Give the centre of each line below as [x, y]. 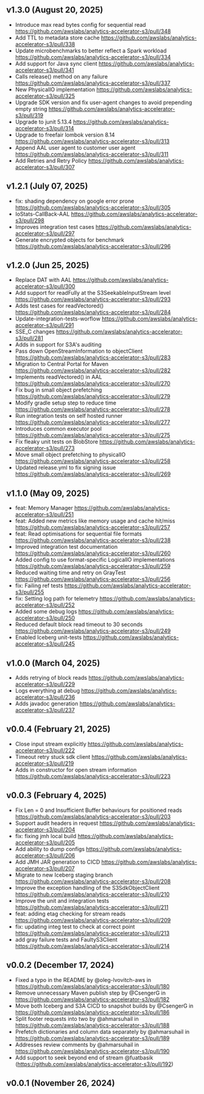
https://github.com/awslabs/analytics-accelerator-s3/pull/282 [93, 370]
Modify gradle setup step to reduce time [66, 403]
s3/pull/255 [30, 592]
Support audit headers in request [57, 823]
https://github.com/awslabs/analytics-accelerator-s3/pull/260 [93, 553]
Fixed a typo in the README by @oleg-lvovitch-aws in [83, 979]
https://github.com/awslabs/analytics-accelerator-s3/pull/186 [92, 1012]
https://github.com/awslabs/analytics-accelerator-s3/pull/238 [93, 540]
